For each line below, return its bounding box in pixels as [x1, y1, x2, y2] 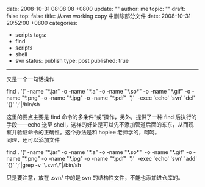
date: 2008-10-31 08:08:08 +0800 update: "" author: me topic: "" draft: [6, 5, 185, 12]
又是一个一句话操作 [6, 76, 55, 82]
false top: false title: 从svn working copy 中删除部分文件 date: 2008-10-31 [6, 12, 191, 20]
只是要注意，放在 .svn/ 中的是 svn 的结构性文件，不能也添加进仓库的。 [6, 174, 184, 181]
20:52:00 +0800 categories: [6, 20, 78, 26]
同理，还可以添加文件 [6, 136, 60, 143]
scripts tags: [15, 31, 47, 38]
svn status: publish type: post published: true [15, 57, 129, 64]
